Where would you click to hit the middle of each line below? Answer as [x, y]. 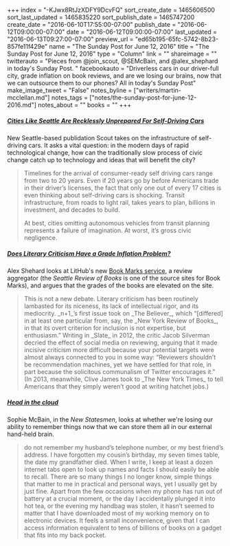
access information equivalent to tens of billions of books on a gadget [123, 527]
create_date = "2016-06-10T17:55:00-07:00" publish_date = [92, 24]
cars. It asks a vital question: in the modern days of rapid [108, 145]
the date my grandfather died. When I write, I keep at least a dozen [118, 462]
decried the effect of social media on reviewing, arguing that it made [120, 342]
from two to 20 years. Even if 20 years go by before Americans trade [121, 180]
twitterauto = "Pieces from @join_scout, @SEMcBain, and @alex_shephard [113, 61]
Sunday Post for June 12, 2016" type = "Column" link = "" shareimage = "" [112, 54]
